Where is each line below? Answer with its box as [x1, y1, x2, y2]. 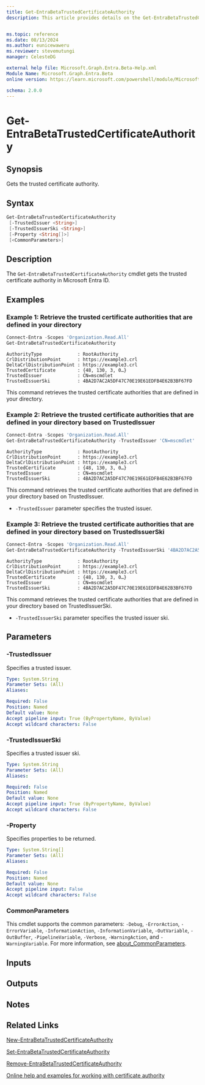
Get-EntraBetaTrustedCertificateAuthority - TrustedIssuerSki [6, 547, 165, 554]
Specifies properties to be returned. [6, 835, 96, 843]
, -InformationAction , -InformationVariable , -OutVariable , [41, 927, 190, 934]
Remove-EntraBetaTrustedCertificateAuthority [6, 1060, 122, 1067]
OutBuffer [6, 934, 32, 940]
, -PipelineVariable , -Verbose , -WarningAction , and [31, 933, 160, 940]
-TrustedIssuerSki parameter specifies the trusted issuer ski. [15, 614, 170, 621]
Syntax [6, 198, 34, 208]
